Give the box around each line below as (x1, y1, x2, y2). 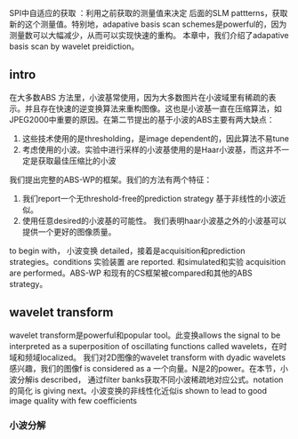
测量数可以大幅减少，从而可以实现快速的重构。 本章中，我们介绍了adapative (9, 30, 289, 40)
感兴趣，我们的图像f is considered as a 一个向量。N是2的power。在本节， (9, 363, 281, 373)
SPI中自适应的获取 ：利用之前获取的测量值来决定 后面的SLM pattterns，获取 (9, 8, 288, 18)
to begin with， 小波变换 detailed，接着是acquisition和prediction (9, 245, 246, 256)
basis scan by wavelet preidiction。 (9, 41, 140, 52)
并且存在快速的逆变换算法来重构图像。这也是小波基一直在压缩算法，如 (24, 103, 282, 114)
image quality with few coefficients (9, 395, 138, 406)
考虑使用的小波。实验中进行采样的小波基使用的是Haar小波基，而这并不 (21, 144, 282, 155)
